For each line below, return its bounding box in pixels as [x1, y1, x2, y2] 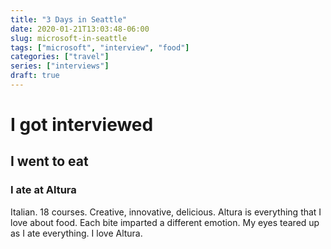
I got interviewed [10, 114, 154, 136]
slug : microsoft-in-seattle [10, 33, 128, 43]
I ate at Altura [10, 183, 77, 197]
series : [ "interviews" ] [10, 61, 110, 71]
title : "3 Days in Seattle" [10, 14, 128, 25]
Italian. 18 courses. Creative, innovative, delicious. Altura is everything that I [10, 206, 322, 218]
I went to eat [10, 153, 89, 170]
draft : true [10, 71, 60, 81]
